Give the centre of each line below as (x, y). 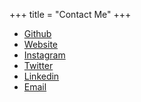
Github (37, 33)
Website (41, 44)
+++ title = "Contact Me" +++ (70, 14)
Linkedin (41, 76)
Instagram (44, 55)
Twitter (38, 65)
